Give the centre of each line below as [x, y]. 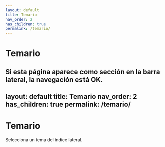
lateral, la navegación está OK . [54, 80]
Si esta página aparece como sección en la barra [83, 71]
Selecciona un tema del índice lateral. [44, 140]
